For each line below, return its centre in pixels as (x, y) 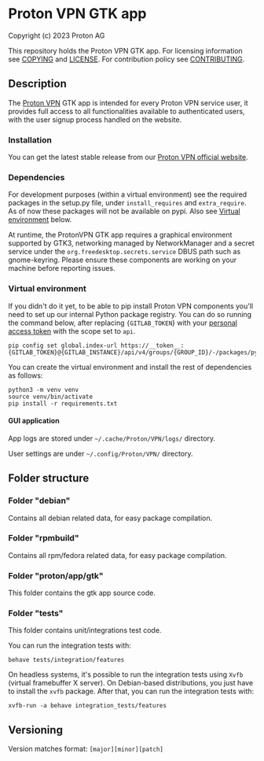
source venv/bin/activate (50, 397)
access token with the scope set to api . (72, 331)
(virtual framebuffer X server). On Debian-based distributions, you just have (131, 683)
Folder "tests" (36, 613)
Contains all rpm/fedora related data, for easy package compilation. (117, 555)
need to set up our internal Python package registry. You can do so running (130, 314)
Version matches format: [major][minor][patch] (86, 749)
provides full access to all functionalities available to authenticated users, (126, 111)
